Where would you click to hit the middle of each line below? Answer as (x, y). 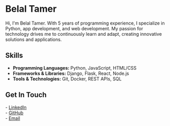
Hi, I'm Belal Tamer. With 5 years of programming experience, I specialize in (85, 23)
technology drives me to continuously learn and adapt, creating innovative (84, 34)
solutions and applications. (34, 39)
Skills (14, 56)
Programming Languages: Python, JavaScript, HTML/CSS (75, 68)
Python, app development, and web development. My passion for (74, 28)
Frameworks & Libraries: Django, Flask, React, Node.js (71, 73)
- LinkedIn (16, 107)
